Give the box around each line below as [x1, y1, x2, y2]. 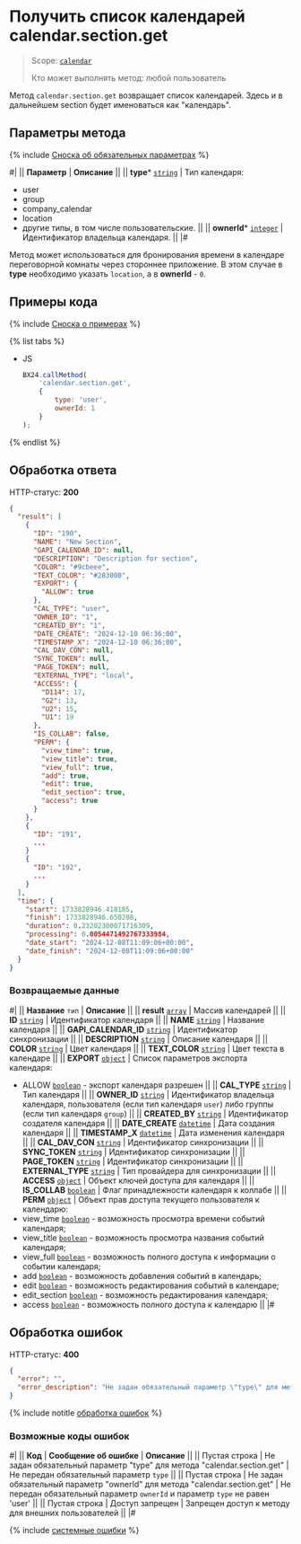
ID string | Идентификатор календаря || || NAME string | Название [9, 1014, 265, 1025]
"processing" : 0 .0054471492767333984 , [25, 930, 170, 940]
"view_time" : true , [41, 746, 115, 755]
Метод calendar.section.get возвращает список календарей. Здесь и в [9, 90, 283, 101]
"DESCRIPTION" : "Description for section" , [32, 554, 199, 563]
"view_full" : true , [41, 763, 115, 772]
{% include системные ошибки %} [9, 1525, 140, 1536]
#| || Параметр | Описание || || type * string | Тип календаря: [9, 166, 245, 177]
